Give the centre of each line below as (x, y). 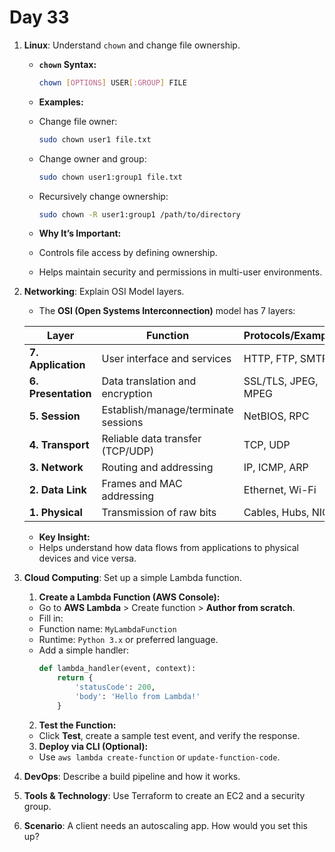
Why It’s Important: (80, 233)
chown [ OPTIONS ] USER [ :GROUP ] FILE (112, 82)
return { (75, 678)
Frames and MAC (142, 484)
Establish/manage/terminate (167, 410)
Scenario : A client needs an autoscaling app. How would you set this (165, 825)
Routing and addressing (157, 468)
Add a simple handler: (84, 650)
